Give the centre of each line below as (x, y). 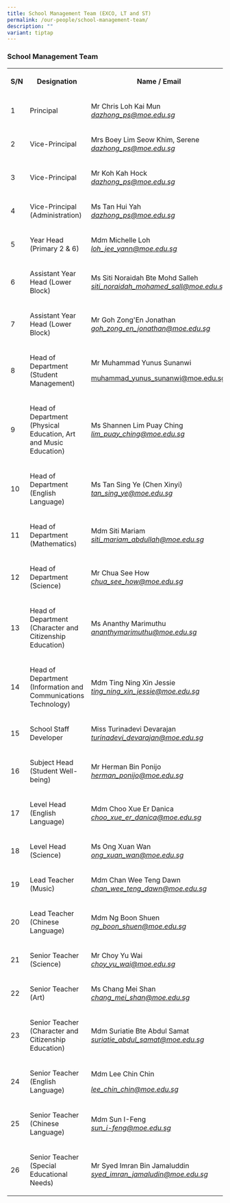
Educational (49, 1174)
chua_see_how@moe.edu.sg (137, 581)
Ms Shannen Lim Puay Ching (137, 425)
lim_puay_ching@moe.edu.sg (138, 434)
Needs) (42, 1182)
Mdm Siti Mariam (118, 530)
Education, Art (53, 434)
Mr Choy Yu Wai (117, 955)
